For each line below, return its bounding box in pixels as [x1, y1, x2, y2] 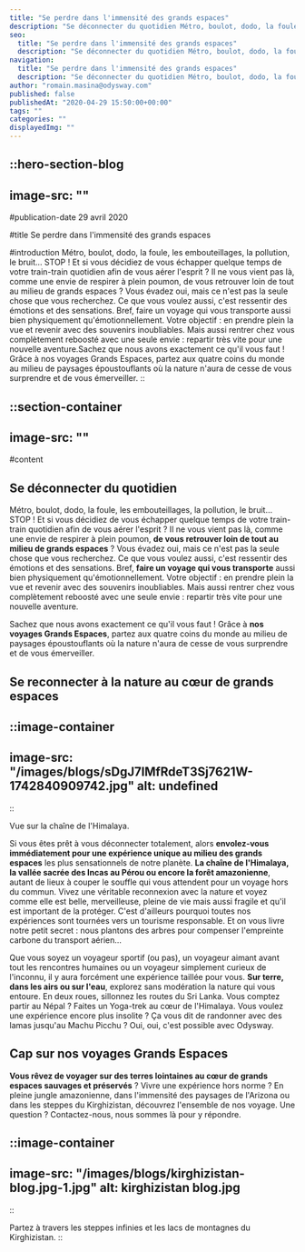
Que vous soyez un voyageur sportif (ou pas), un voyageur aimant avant [9, 952, 280, 963]
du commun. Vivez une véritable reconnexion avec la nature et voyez [9, 886, 268, 896]
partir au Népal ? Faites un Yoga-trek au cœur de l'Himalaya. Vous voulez [9, 1000, 284, 1011]
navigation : [9, 55, 54, 65]
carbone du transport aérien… [9, 934, 123, 946]
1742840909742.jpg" [9, 778, 134, 794]
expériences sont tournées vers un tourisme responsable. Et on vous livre [9, 915, 285, 926]
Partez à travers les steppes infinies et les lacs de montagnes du [9, 1222, 251, 1233]
